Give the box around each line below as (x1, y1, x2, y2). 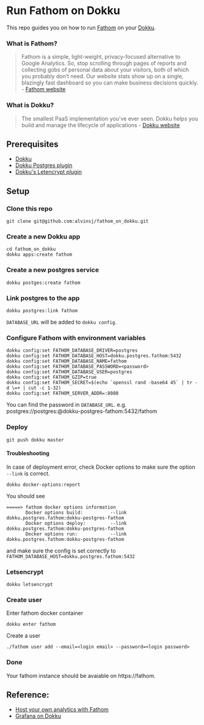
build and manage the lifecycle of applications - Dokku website (21, 121, 180, 128)
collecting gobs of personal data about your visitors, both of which (21, 66, 189, 73)
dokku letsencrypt (6, 582, 53, 588)
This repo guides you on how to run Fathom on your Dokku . (6, 24, 156, 31)
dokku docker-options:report (6, 481, 81, 488)
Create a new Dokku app (6, 232, 81, 240)
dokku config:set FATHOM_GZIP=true (6, 374, 97, 381)
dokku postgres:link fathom (6, 307, 78, 314)
